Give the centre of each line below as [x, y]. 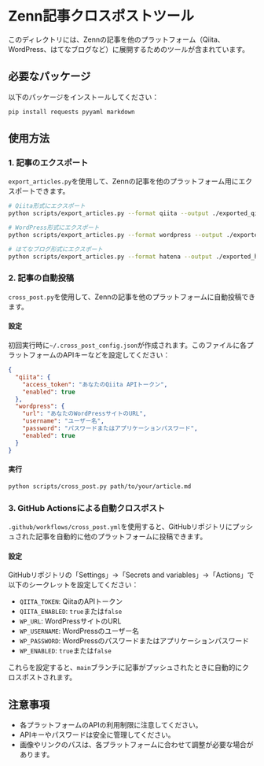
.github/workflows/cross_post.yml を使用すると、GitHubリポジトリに [121, 526]
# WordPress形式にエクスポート [54, 228]
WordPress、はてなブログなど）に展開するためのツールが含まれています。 [129, 49]
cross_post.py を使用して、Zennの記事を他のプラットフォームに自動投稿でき [132, 297]
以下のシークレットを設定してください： [73, 585]
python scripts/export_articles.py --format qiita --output [109, 213]
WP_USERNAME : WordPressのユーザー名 [79, 631]
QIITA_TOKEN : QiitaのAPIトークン [71, 601]
